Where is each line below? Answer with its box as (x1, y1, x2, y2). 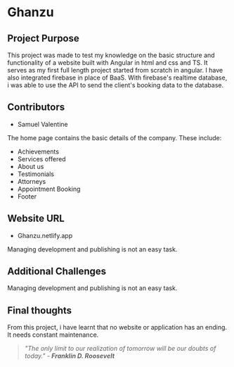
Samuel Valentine (17, 120, 68, 128)
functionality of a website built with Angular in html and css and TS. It (7, 58, 209, 67)
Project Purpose (7, 32, 79, 44)
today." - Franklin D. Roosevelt (24, 352, 115, 360)
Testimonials (17, 170, 55, 178)
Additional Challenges (7, 266, 107, 278)
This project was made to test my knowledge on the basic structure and (7, 51, 216, 59)
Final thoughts (7, 304, 72, 316)
